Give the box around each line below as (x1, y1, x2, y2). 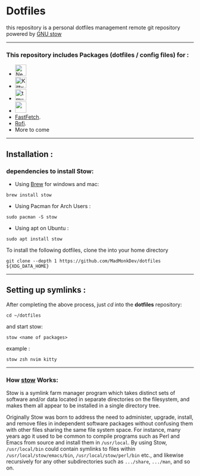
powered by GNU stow (6, 30, 62, 37)
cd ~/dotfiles (6, 312, 42, 319)
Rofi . (14, 120, 27, 127)
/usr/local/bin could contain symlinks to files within (6, 446, 136, 453)
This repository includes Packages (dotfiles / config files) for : (6, 51, 189, 59)
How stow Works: (6, 376, 58, 384)
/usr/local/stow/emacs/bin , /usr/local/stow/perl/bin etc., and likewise (6, 452, 184, 459)
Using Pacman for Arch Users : (14, 202, 91, 209)
